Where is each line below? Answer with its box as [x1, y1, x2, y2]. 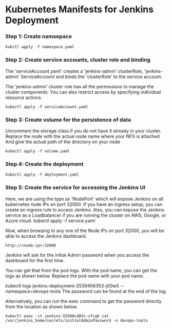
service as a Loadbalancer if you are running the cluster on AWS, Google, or [5, 212, 166, 218]
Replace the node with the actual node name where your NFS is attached [5, 133, 160, 140]
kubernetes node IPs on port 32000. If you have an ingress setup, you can [5, 201, 163, 207]
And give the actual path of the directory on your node [5, 139, 121, 145]
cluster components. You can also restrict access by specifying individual [5, 89, 161, 95]
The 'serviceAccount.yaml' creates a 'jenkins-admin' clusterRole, [5, 68, 143, 74]
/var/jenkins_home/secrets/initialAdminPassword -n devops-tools [5, 318, 148, 323]
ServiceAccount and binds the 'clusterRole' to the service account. [21, 73, 163, 80]
